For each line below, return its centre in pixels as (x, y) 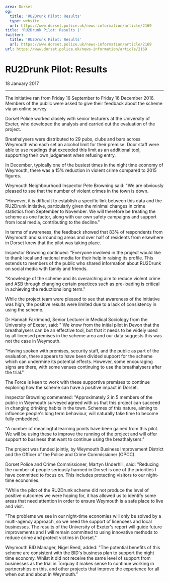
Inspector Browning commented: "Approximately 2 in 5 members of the (79, 397)
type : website (24, 21)
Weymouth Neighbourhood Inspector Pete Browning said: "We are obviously (84, 185)
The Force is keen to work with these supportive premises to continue (77, 382)
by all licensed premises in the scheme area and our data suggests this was (83, 335)
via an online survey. (26, 109)
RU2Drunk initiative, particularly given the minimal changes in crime (75, 206)
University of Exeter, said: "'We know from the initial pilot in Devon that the (82, 325)
